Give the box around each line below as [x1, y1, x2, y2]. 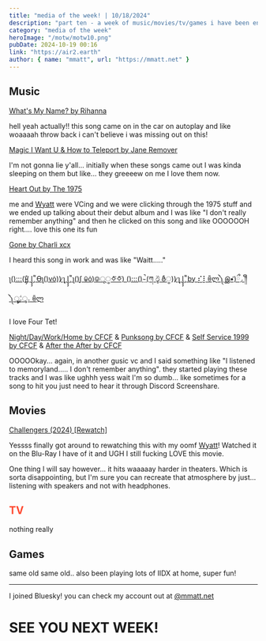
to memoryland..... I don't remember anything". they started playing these [9, 364, 248, 374]
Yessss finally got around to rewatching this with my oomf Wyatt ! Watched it [9, 440, 257, 450]
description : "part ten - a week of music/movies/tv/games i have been [9, 19, 249, 27]
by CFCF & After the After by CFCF [9, 341, 122, 350]
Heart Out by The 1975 [9, 183, 82, 194]
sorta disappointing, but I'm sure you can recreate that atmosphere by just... [9, 472, 257, 482]
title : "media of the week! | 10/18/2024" [9, 11, 151, 20]
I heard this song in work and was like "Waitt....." [9, 255, 167, 265]
